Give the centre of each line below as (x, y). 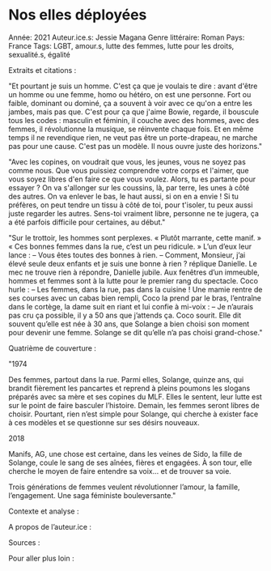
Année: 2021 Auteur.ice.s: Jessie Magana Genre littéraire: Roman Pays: (127, 37)
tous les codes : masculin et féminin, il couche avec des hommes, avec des (134, 120)
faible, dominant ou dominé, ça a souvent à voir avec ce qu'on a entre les (131, 103)
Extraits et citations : (42, 70)
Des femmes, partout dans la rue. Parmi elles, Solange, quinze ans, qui (126, 379)
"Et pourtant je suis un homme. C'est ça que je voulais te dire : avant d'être (133, 86)
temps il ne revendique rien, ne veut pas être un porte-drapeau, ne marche (133, 137)
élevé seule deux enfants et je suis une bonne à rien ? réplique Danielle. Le (133, 263)
